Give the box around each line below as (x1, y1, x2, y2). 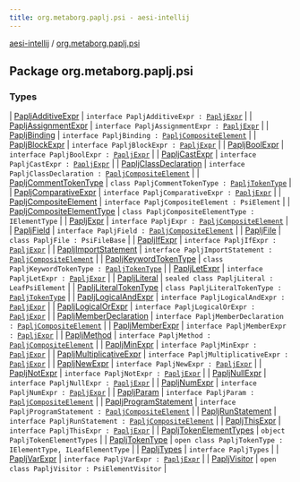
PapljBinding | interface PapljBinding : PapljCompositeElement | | (9, 130, 257, 141)
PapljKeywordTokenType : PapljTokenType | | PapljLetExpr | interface (9, 263, 263, 274)
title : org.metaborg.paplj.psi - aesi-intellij (9, 13, 191, 22)
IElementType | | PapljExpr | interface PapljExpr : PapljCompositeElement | (9, 216, 289, 227)
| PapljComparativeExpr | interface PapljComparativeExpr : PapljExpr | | (9, 187, 282, 198)
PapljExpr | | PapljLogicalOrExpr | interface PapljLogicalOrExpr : (9, 301, 255, 312)
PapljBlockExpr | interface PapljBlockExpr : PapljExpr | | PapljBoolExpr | (9, 140, 285, 151)
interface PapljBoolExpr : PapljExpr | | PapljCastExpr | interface (9, 149, 257, 159)
